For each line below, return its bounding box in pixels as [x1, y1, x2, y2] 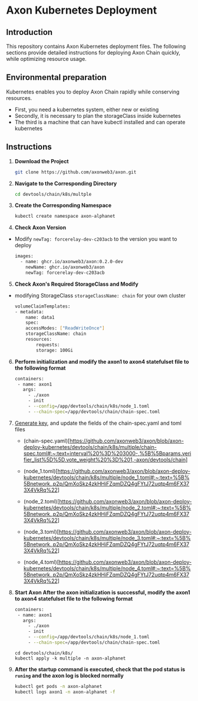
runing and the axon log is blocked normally [14, 672, 124, 679]
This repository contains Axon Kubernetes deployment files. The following [6, 43, 186, 50]
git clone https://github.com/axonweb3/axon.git [14, 169, 137, 175]
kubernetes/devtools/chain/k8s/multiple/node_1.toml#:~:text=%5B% [23, 474, 190, 481]
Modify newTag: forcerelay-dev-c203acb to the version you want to [14, 235, 177, 243]
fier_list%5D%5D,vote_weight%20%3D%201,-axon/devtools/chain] [23, 456, 188, 463]
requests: [36, 341, 60, 348]
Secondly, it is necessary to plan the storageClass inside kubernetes [14, 112, 181, 119]
